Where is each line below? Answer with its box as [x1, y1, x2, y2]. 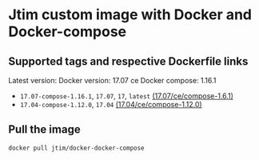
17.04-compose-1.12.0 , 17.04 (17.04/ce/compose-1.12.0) [19, 100, 202, 109]
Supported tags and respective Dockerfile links [8, 54, 249, 68]
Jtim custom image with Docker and [8, 6, 253, 24]
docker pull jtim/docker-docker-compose [8, 144, 145, 152]
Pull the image [8, 122, 82, 137]
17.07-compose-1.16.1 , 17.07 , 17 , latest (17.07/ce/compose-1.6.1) [19, 91, 234, 101]
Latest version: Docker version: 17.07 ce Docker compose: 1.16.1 [8, 76, 217, 85]
